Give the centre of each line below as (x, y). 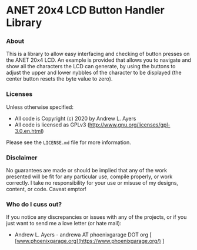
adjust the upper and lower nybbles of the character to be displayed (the (94, 73)
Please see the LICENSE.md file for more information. (69, 142)
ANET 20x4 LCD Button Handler (85, 10)
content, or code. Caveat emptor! (46, 189)
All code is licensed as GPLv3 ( (52, 125)
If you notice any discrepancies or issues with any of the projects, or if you (96, 217)
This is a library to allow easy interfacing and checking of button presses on (98, 54)
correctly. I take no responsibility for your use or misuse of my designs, (92, 183)
